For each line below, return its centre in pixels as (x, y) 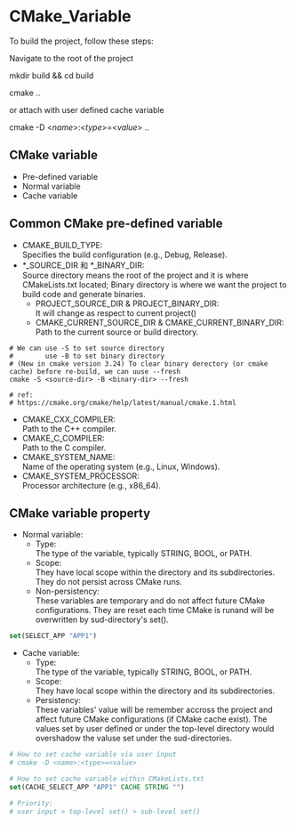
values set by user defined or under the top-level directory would (155, 729)
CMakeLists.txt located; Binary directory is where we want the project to (154, 284)
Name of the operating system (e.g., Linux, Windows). (121, 466)
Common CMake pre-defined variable (116, 224)
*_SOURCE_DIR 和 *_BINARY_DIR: (83, 265)
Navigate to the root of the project (72, 58)
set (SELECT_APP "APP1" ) (53, 636)
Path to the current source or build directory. (117, 332)
